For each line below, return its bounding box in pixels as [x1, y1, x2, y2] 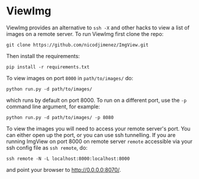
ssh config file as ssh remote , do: [6, 144, 88, 151]
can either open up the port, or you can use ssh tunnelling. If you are [6, 131, 176, 138]
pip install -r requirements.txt [6, 64, 90, 70]
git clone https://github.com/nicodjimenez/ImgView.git [6, 42, 149, 48]
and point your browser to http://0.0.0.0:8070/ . [6, 166, 121, 173]
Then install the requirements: [6, 52, 80, 59]
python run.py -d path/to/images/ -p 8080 [6, 114, 114, 120]
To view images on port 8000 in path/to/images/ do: [6, 74, 134, 81]
